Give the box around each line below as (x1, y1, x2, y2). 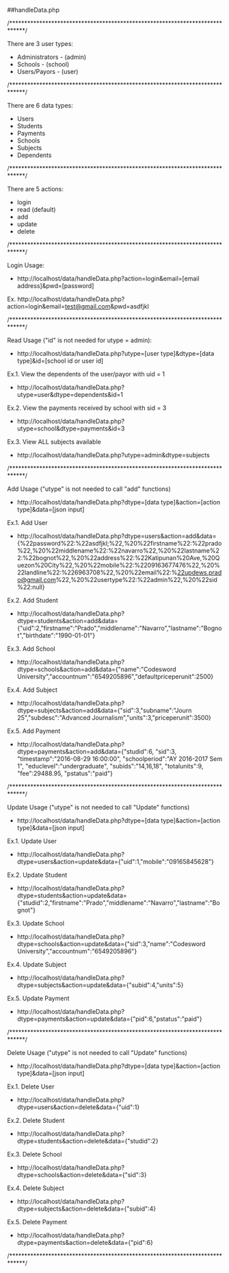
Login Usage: (7, 261, 44, 269)
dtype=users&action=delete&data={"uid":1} (16, 1103, 140, 1111)
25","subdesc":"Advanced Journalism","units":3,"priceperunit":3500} (16, 714, 212, 722)
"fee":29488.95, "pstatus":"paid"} (16, 769, 113, 777)
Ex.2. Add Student (7, 596, 58, 604)
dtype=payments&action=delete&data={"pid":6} (16, 1239, 154, 1246)
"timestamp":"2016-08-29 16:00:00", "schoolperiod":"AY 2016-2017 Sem (16, 755, 223, 763)
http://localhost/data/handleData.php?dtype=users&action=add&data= (16, 532, 217, 540)
